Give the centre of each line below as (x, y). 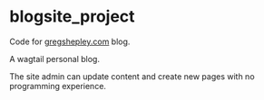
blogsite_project (72, 17)
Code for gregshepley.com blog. (70, 41)
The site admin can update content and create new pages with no (132, 76)
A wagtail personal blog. (54, 59)
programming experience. (58, 86)
